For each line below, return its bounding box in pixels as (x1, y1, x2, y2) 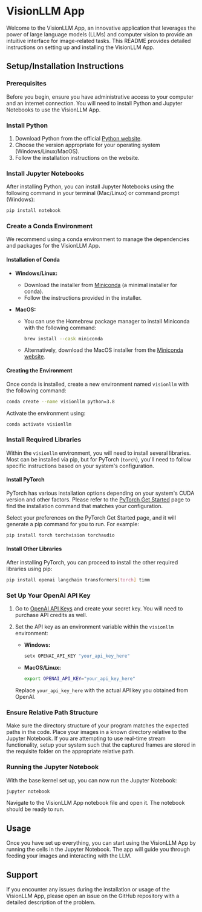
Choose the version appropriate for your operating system (15, 141, 160, 148)
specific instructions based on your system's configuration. (6, 462, 154, 469)
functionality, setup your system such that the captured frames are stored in (6, 741, 196, 748)
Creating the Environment (6, 367, 73, 374)
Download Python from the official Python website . (15, 134, 142, 142)
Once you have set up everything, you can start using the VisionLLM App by (6, 839, 196, 847)
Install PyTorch (6, 476, 45, 483)
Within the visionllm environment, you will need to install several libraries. (6, 449, 191, 457)
